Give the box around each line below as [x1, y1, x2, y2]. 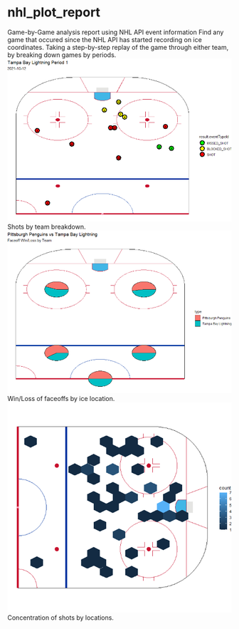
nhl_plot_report [7, 4, 101, 21]
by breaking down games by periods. [7, 51, 117, 59]
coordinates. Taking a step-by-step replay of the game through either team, [7, 43, 229, 51]
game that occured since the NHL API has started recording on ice [7, 35, 203, 43]
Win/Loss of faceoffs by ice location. [7, 395, 115, 402]
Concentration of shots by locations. [7, 613, 114, 622]
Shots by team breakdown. [7, 222, 86, 231]
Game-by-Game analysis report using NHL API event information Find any [7, 28, 224, 36]
